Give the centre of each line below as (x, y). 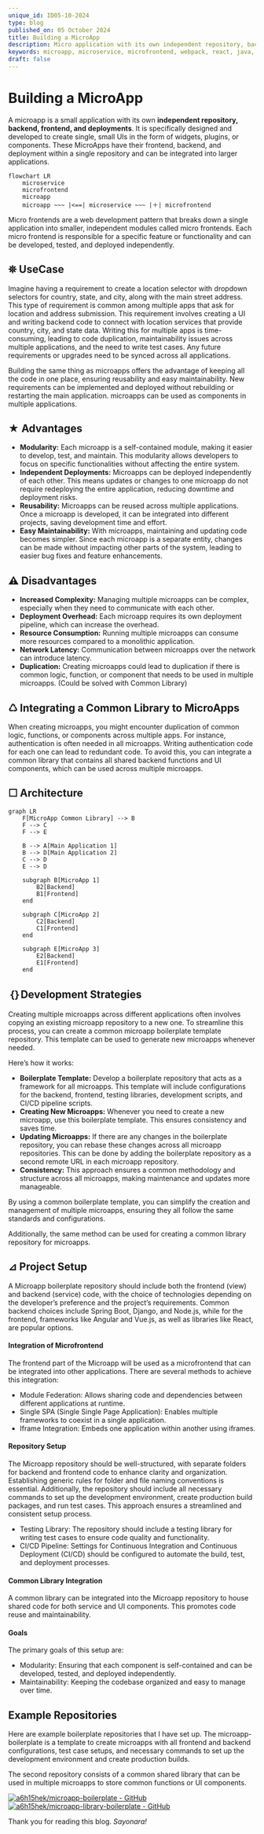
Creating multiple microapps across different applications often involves (125, 1014)
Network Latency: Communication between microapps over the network (137, 650)
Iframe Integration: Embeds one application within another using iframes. (137, 1428)
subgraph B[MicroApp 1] (61, 880)
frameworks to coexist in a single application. (93, 1420)
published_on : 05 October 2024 (59, 30)
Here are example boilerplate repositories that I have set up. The (112, 1734)
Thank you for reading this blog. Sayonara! (77, 1821)
